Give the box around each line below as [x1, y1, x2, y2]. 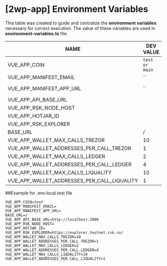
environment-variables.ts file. [5, 30, 68, 36]
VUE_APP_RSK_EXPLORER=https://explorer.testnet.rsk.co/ [5, 230, 123, 235]
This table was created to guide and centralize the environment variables [5, 20, 157, 26]
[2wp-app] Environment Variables [5, 3, 148, 15]
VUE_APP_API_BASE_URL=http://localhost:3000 [5, 217, 99, 222]
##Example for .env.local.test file [5, 190, 73, 196]
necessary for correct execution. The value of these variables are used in [5, 25, 156, 31]
